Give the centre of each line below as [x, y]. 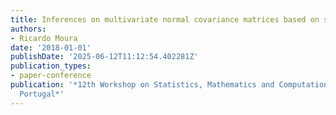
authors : [28, 29]
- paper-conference [51, 76]
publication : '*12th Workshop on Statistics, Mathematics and [142, 85]
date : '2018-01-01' [51, 47]
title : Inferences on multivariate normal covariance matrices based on [165, 19]
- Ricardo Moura [44, 38]
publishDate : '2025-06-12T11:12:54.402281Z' [104, 57]
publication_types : [51, 66]
